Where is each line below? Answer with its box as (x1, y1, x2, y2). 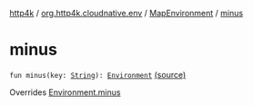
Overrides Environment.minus (9, 86, 121, 98)
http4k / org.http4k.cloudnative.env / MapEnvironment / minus (9, 8, 244, 18)
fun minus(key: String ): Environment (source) (9, 69, 187, 80)
